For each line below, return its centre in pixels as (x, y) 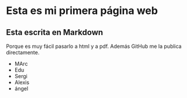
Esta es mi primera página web (82, 11)
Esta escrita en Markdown (55, 32)
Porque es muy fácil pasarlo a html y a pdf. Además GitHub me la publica (94, 46)
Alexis (22, 82)
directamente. (23, 52)
